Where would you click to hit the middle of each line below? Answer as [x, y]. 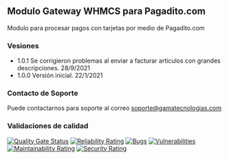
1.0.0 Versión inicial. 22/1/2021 [60, 76]
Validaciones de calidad [48, 126]
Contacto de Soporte [43, 94]
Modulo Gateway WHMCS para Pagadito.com [107, 11]
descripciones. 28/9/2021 [54, 68]
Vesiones [23, 45]
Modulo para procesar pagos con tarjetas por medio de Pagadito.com [106, 28]
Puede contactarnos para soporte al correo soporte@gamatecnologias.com [115, 108]
